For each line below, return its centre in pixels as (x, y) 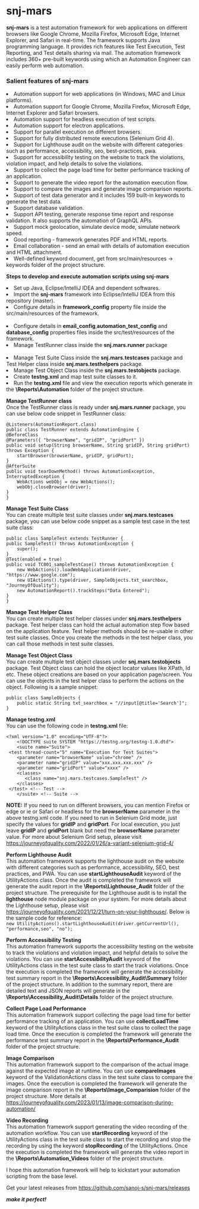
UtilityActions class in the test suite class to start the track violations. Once (97, 965)
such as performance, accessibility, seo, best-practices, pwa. (82, 151)
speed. (15, 233)
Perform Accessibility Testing (44, 940)
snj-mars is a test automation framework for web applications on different (97, 27)
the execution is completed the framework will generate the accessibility (95, 972)
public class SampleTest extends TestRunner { (65, 539)
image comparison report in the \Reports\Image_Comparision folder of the (98, 1090)
